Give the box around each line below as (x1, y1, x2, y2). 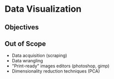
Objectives (4, 23, 39, 31)
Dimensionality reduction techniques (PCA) (11, 68, 100, 74)
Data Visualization (4, 3, 82, 15)
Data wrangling (11, 58, 43, 64)
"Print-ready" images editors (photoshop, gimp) (11, 63, 110, 69)
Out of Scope (4, 39, 46, 48)
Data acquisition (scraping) (11, 53, 67, 58)
